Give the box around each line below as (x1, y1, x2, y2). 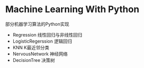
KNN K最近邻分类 (12, 44, 49, 50)
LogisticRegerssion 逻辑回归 (12, 38, 72, 44)
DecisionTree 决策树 (12, 57, 55, 63)
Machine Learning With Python (5, 4, 139, 15)
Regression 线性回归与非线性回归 (12, 31, 82, 38)
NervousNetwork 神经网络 (12, 51, 68, 57)
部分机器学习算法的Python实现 (5, 21, 70, 27)
